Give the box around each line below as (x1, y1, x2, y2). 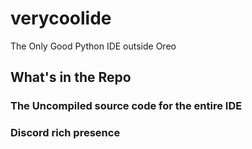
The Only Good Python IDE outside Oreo (10, 40, 177, 52)
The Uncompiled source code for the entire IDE (10, 99, 243, 113)
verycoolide (10, 7, 112, 30)
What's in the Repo (10, 69, 132, 86)
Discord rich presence (10, 126, 121, 140)
